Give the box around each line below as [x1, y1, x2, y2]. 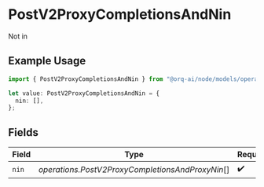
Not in [8, 31, 28, 41]
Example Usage [8, 54, 86, 68]
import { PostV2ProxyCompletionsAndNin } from [8, 75, 163, 83]
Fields [8, 126, 39, 139]
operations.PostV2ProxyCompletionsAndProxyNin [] [38, 163, 230, 174]
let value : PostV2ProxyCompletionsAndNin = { [8, 89, 159, 97]
